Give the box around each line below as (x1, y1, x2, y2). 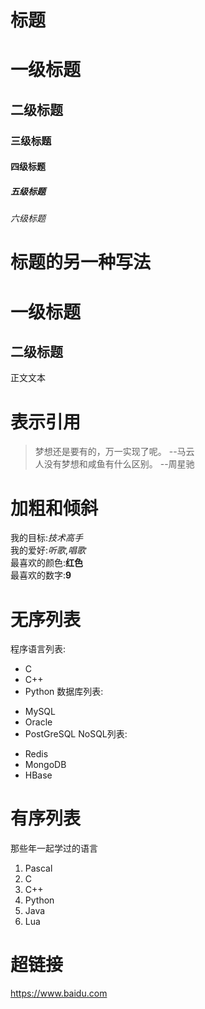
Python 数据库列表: (24, 686, 104, 698)
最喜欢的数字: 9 (10, 569, 72, 581)
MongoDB (24, 759, 67, 771)
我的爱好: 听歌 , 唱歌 (10, 544, 87, 556)
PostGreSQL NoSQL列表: (24, 728, 128, 740)
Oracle (24, 716, 53, 728)
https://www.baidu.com (10, 987, 108, 1000)
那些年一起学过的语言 (10, 842, 98, 855)
